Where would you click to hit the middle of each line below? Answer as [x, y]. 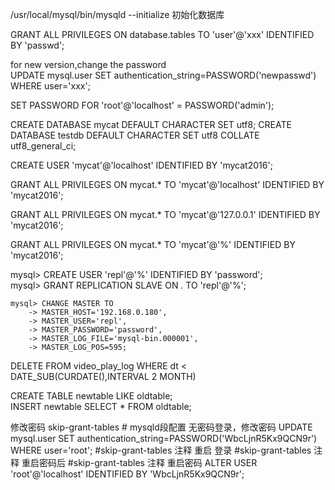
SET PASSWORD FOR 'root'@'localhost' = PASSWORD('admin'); [142, 105]
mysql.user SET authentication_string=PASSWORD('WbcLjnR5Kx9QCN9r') [164, 438]
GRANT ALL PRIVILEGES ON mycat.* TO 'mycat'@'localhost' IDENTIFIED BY [167, 184]
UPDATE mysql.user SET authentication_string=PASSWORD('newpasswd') [163, 75]
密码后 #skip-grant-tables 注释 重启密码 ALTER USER [148, 462]
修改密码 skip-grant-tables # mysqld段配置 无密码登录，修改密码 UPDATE [161, 427]
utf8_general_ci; [43, 146]
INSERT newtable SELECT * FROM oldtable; [101, 406]
